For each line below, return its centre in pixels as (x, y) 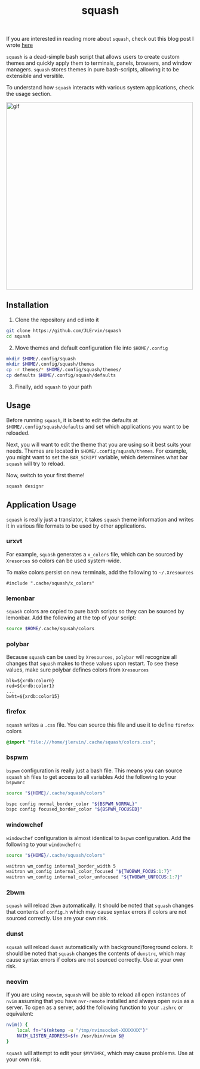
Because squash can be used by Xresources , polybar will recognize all (92, 657)
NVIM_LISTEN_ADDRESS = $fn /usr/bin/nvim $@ (70, 1036)
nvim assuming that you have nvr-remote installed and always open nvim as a (100, 1001)
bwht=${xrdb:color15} (33, 697)
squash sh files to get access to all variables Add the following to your (91, 776)
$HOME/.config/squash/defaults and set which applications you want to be (98, 426)
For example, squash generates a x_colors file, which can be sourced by (95, 554)
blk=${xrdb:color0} (30, 681)
